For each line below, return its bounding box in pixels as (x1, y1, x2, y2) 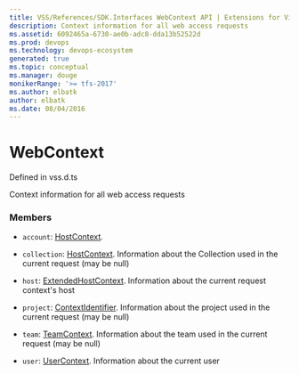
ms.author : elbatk (9, 87, 77, 96)
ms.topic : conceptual (9, 63, 90, 72)
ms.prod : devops (9, 37, 69, 47)
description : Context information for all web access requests (9, 21, 249, 30)
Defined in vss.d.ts (9, 172, 78, 183)
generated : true (9, 54, 69, 63)
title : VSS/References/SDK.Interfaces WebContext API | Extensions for (9, 12, 280, 22)
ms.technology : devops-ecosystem (9, 46, 133, 55)
